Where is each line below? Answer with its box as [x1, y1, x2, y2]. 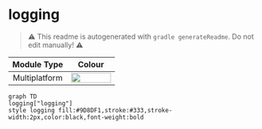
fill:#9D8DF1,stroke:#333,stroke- [58, 106, 173, 114]
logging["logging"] [8, 99, 73, 108]
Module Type [12, 59, 64, 70]
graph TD [8, 93, 37, 101]
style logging [8, 106, 56, 114]
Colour [77, 59, 104, 70]
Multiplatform [12, 72, 63, 83]
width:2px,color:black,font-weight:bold [8, 113, 145, 121]
